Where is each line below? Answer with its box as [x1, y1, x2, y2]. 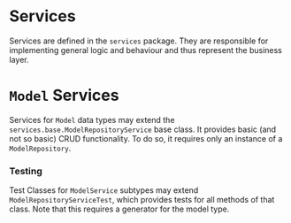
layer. [9, 54, 29, 65]
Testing [9, 165, 42, 177]
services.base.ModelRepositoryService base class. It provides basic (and [9, 124, 277, 135]
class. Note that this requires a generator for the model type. [9, 204, 230, 214]
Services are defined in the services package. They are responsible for [9, 35, 269, 46]
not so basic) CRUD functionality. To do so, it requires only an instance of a [9, 133, 283, 143]
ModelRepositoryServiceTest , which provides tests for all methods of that [9, 195, 275, 205]
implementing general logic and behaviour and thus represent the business [9, 44, 283, 55]
